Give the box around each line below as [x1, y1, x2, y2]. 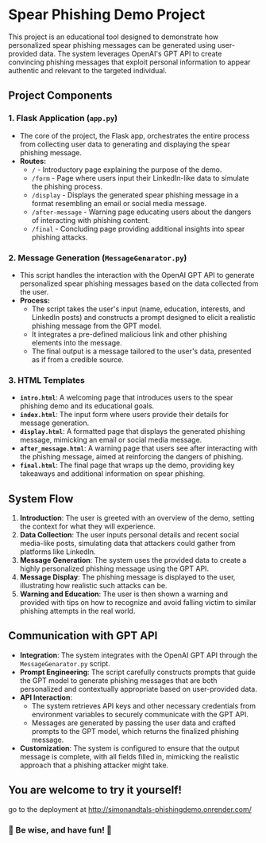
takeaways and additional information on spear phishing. [19, 469, 206, 478]
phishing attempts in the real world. [19, 607, 136, 616]
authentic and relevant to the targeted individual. [8, 65, 168, 75]
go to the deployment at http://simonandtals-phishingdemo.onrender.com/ [8, 804, 253, 814]
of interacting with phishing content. [31, 215, 151, 224]
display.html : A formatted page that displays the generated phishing [19, 427, 245, 436]
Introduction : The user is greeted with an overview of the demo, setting [19, 513, 256, 523]
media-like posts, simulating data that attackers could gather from [19, 539, 236, 548]
